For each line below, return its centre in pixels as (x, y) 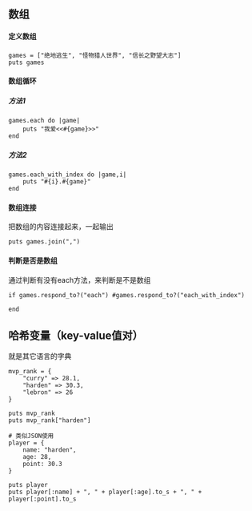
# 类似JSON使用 (31, 436)
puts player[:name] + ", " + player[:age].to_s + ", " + (105, 492)
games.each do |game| (44, 121)
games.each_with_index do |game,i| (68, 175)
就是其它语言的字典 (40, 356)
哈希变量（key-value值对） (76, 335)
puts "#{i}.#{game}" (57, 182)
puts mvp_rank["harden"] (50, 420)
